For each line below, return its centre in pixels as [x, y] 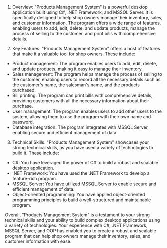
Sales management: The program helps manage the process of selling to [87, 74]
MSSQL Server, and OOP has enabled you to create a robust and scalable [81, 231]
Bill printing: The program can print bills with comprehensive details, [82, 95]
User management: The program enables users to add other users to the [87, 111]
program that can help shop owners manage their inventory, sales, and [78, 236]
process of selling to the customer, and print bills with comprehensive [84, 34]
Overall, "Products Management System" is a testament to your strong [77, 215]
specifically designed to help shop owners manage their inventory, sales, [87, 18]
